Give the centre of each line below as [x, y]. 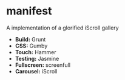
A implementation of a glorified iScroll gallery [63, 28]
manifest [29, 11]
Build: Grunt [30, 39]
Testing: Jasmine [37, 58]
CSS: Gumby [31, 46]
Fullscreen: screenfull [43, 65]
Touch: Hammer [35, 52]
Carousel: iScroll [36, 71]
